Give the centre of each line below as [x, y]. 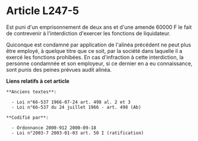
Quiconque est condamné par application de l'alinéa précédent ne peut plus [99, 45]
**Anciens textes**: [32, 92]
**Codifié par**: [27, 117]
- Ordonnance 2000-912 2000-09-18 [54, 127]
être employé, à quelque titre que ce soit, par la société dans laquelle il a [94, 51]
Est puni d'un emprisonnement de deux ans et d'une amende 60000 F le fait [99, 27]
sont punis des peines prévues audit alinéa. [59, 69]
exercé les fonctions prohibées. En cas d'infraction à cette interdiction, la [95, 57]
